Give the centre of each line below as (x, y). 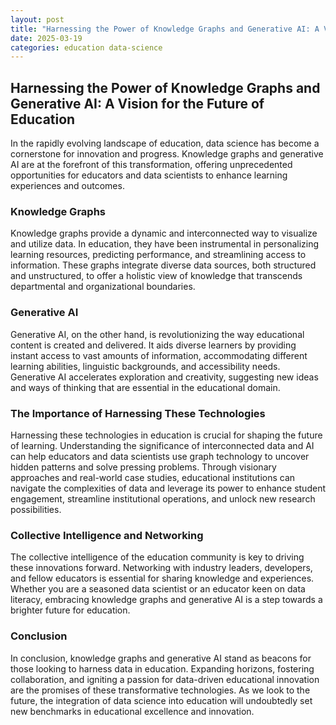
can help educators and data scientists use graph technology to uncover (160, 456)
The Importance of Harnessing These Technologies (138, 413)
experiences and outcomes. (67, 186)
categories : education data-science (86, 47)
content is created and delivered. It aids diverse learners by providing (153, 345)
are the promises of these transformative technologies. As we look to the (160, 690)
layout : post (37, 19)
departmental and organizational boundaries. (103, 287)
